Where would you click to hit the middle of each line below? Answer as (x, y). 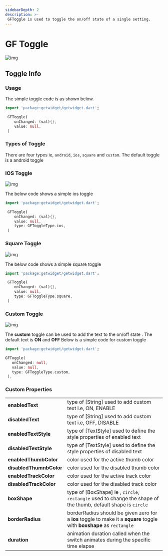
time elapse (81, 546)
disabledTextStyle (30, 448)
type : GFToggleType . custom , (41, 372)
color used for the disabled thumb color (113, 468)
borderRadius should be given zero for (112, 513)
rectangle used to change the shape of (113, 498)
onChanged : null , (30, 362)
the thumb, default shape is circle (108, 504)
